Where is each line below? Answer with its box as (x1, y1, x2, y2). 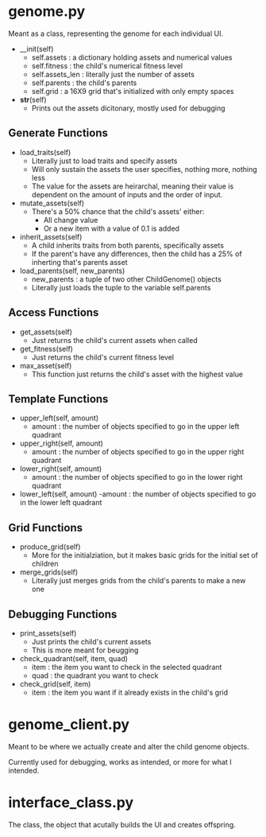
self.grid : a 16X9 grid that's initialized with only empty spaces (31, 86, 234, 95)
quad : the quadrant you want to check (31, 671, 159, 680)
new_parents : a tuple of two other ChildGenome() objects (31, 274, 222, 284)
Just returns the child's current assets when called (31, 335, 198, 345)
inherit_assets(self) (19, 232, 83, 241)
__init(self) (19, 44, 54, 53)
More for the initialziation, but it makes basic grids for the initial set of (31, 551, 258, 560)
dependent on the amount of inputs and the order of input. (31, 189, 223, 199)
